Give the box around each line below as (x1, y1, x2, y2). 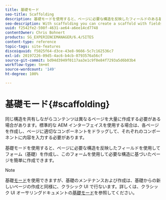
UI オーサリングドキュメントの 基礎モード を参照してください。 (10, 190, 137, 196)
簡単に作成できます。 (13, 157, 57, 163)
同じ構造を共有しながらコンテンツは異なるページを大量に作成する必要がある (5, 116, 161, 121)
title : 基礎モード (5, 7, 40, 12)
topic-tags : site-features (5, 44, 61, 49)
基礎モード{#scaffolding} (5, 99, 110, 110)
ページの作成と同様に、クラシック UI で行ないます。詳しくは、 (13, 183, 141, 189)
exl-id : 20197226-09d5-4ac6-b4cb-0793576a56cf (5, 53, 103, 58)
